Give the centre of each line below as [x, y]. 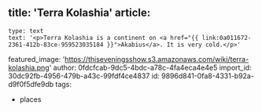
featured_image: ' [37, 59]
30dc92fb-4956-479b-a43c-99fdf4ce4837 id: [84, 76]
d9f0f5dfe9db [31, 84]
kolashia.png [29, 67]
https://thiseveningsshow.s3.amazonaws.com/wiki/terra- [157, 59]
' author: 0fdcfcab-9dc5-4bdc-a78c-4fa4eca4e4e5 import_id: [150, 67]
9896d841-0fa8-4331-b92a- [207, 76]
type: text [26, 31]
